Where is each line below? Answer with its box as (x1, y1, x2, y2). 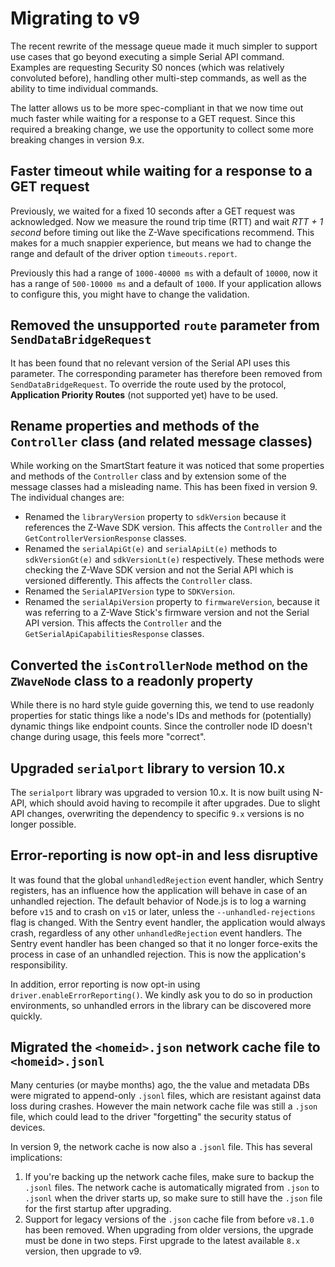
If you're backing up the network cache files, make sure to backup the (24, 1170, 315, 1182)
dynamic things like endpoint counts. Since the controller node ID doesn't (10, 720, 313, 732)
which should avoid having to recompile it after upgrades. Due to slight (29, 797, 321, 809)
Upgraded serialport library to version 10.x (10, 760, 286, 777)
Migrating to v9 (10, 7, 140, 30)
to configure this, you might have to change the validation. (10, 288, 250, 300)
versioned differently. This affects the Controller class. (24, 575, 253, 587)
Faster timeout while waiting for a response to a (10, 163, 313, 180)
